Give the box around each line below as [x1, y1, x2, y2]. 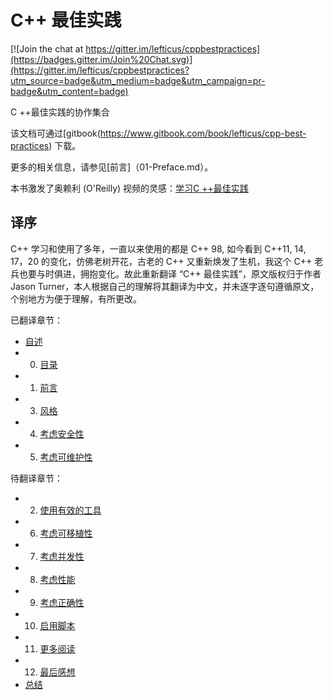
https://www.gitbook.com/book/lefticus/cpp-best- [99, 127, 307, 139]
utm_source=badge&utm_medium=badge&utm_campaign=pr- [10, 74, 266, 86]
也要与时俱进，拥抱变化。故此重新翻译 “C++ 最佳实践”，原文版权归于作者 [18, 267, 322, 280]
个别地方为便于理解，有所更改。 [10, 292, 142, 305]
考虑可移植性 [39, 527, 93, 539]
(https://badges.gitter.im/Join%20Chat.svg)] [10, 53, 193, 65]
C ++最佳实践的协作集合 [10, 106, 110, 118]
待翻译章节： [10, 472, 63, 484]
